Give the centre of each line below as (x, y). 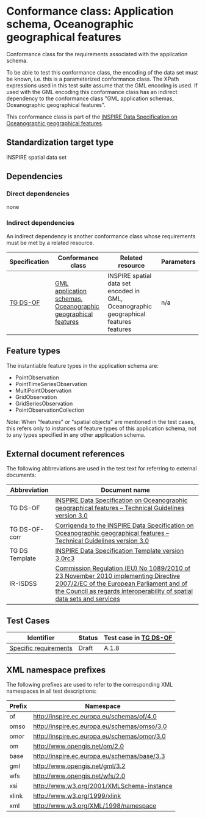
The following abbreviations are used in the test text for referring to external (102, 469)
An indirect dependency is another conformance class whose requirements (101, 236)
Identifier (41, 638)
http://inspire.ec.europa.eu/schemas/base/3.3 (99, 756)
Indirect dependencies (41, 223)
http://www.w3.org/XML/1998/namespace (95, 806)
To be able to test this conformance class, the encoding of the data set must (102, 72)
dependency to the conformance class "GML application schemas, (90, 98)
